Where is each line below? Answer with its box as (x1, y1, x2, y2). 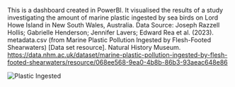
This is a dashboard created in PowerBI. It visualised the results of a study (7, 6, 224, 14)
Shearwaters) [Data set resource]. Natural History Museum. (7, 43, 181, 51)
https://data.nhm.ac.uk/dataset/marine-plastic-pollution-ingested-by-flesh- (7, 51, 228, 59)
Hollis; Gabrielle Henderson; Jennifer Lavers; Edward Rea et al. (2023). (7, 28, 214, 36)
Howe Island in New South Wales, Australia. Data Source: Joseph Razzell (7, 21, 220, 29)
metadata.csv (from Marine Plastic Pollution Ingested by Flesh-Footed (7, 36, 212, 44)
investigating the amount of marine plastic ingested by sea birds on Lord (7, 13, 219, 22)
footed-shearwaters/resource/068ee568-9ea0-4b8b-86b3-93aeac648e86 (7, 58, 228, 66)
